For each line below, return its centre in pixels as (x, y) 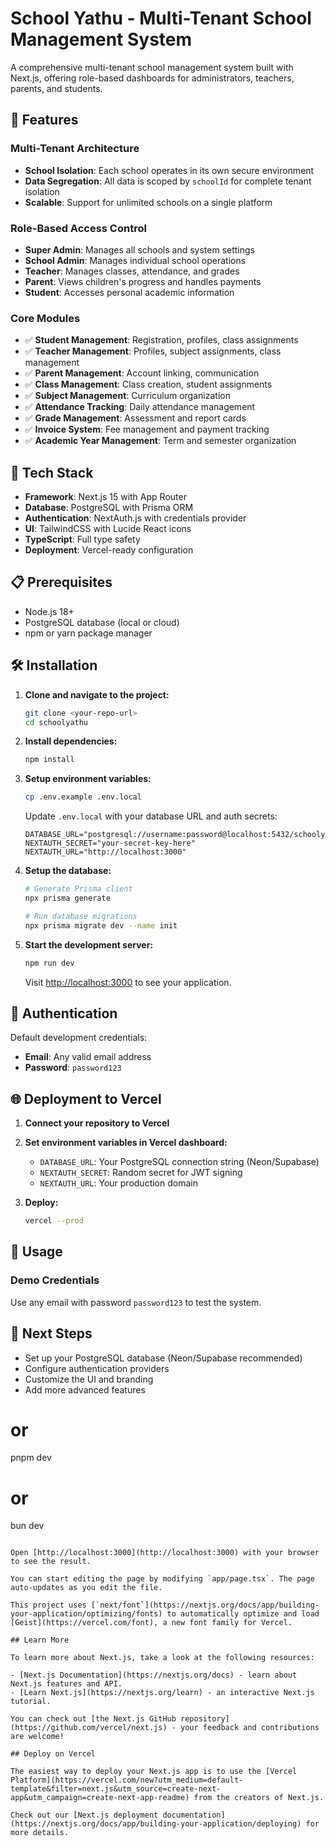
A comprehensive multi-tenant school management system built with (152, 67)
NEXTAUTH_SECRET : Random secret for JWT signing (141, 1173)
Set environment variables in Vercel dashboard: (126, 1143)
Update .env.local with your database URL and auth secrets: (151, 816)
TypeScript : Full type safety (82, 539)
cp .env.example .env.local (83, 797)
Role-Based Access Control (78, 228)
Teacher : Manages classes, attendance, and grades (132, 271)
